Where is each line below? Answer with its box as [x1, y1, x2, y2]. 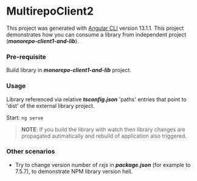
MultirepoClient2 [6, 4, 94, 18]
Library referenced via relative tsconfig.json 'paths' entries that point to [6, 96, 187, 103]
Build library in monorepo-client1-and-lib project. [6, 66, 132, 74]
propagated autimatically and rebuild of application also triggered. [21, 132, 187, 140]
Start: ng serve [6, 114, 44, 121]
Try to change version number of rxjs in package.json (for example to [15, 161, 191, 168]
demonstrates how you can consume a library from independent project [6, 30, 187, 38]
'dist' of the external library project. [6, 102, 95, 109]
